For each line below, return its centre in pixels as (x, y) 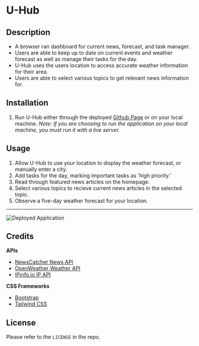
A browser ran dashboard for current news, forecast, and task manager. (102, 46)
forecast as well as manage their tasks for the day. (76, 59)
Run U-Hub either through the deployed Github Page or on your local (99, 117)
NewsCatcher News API (44, 262)
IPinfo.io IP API (33, 275)
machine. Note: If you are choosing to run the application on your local (101, 123)
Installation (27, 103)
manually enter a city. (41, 169)
